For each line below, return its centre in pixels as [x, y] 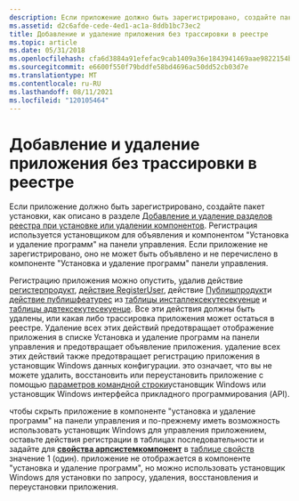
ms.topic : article [43, 42]
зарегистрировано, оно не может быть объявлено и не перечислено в [144, 254]
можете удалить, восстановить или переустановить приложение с [137, 376]
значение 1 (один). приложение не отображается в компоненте [130, 458]
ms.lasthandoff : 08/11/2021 [61, 92]
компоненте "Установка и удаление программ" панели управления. [139, 263]
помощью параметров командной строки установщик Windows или [138, 384]
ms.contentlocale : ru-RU [55, 84]
